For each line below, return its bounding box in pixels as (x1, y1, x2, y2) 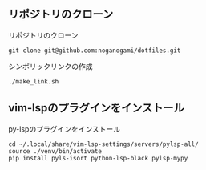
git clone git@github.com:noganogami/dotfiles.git (8, 47, 181, 55)
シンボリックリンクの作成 (8, 61, 93, 71)
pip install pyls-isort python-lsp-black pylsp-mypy (8, 154, 188, 162)
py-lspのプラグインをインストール (8, 123, 121, 134)
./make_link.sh (8, 77, 59, 86)
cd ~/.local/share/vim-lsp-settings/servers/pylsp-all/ (8, 140, 199, 148)
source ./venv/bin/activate (8, 147, 103, 155)
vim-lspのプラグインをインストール (8, 101, 184, 115)
